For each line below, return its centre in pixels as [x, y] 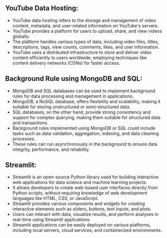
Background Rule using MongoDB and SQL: [74, 79]
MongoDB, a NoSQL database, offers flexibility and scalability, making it [86, 101]
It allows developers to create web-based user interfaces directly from [85, 188]
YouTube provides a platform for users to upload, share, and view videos [87, 31]
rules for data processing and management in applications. [73, 96]
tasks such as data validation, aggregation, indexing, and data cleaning [85, 133]
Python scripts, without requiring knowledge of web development [80, 193]
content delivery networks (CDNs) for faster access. [66, 63]
